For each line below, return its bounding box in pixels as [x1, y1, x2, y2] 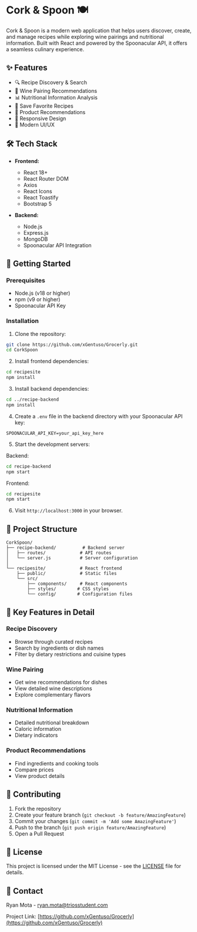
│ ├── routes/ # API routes [6, 550, 112, 556]
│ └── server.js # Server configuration [6, 555, 138, 561]
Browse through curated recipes [14, 638, 93, 645]
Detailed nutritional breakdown [14, 719, 89, 726]
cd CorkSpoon [6, 347, 38, 353]
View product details [14, 772, 65, 779]
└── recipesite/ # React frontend [6, 565, 122, 571]
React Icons [23, 188, 52, 195]
